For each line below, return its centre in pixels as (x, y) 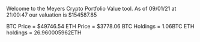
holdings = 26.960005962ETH (44, 33)
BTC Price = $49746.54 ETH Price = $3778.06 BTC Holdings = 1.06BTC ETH (100, 26)
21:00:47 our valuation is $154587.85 (52, 15)
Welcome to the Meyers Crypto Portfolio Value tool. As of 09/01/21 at (91, 9)
